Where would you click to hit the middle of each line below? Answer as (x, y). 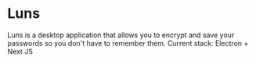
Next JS (20, 51)
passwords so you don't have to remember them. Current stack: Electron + (128, 43)
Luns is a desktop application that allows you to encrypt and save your (121, 35)
